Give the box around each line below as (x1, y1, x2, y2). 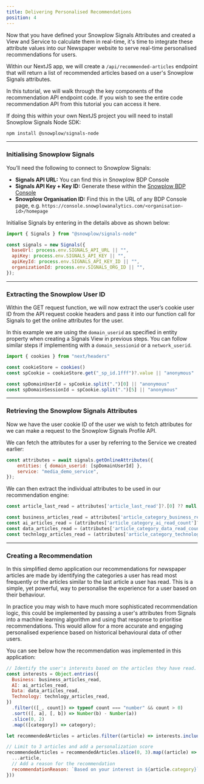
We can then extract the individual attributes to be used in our (6, 485, 161, 492)
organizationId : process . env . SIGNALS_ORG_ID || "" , (12, 264, 146, 271)
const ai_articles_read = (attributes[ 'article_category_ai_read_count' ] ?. (6, 520, 202, 527)
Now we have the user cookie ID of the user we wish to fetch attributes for (6, 421, 192, 428)
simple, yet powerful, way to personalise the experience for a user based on (6, 584, 197, 592)
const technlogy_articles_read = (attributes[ (6, 531, 126, 537)
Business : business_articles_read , (12, 676, 102, 682)
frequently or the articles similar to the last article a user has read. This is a (6, 578, 193, 585)
